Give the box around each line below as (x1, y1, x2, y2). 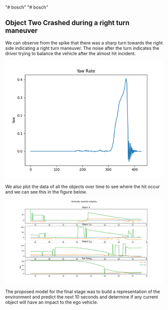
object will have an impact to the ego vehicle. (5, 299, 98, 305)
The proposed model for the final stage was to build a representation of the (5, 288, 160, 294)
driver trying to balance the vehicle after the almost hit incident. (5, 50, 136, 56)
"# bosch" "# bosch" (5, 4, 48, 10)
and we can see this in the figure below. (5, 188, 87, 194)
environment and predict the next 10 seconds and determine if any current (5, 294, 158, 299)
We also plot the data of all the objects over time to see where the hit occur (5, 183, 160, 189)
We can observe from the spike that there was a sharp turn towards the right (5, 39, 163, 45)
